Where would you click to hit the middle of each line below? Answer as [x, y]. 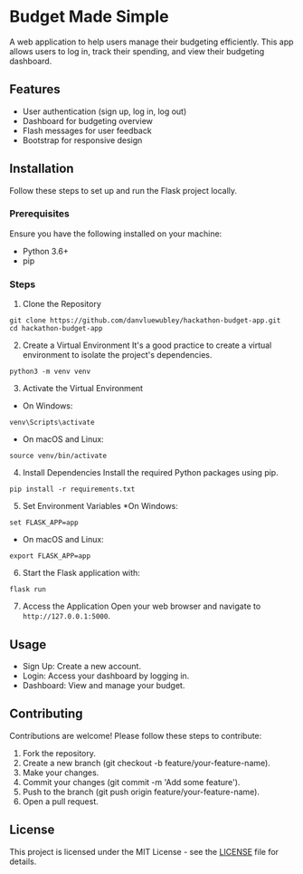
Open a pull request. [61, 801]
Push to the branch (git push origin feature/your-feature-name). [141, 792]
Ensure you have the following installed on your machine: [116, 234]
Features [35, 89]
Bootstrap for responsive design [82, 140]
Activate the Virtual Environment [82, 389]
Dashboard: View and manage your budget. [104, 685]
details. [23, 861]
